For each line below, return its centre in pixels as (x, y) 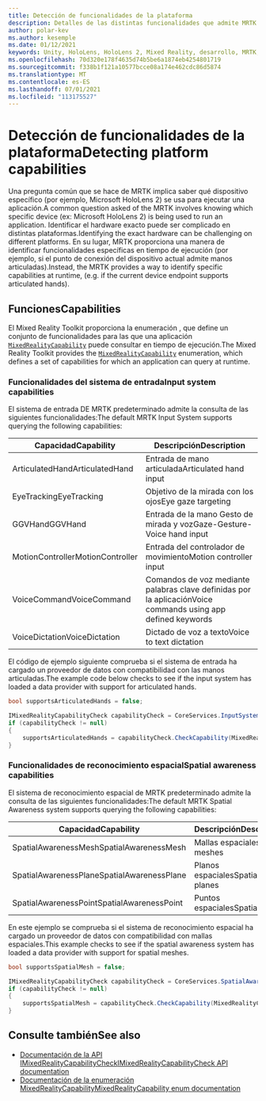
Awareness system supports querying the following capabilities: (112, 810)
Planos (207, 865)
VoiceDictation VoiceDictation (66, 637)
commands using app (186, 609)
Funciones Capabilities (65, 309)
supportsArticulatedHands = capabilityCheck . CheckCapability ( (127, 737)
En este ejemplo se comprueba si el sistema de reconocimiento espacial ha (131, 927)
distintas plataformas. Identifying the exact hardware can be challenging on (130, 234)
